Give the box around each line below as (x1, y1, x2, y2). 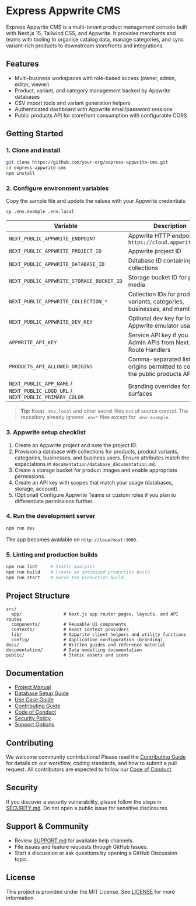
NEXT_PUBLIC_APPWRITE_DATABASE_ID (9, 261, 105, 268)
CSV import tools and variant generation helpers (14, 99, 131, 106)
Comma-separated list (128, 355, 191, 364)
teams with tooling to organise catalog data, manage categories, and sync (6, 36, 184, 43)
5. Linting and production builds (6, 551, 98, 559)
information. (6, 894, 36, 901)
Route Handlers (128, 346, 171, 354)
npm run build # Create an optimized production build (6, 569, 150, 575)
